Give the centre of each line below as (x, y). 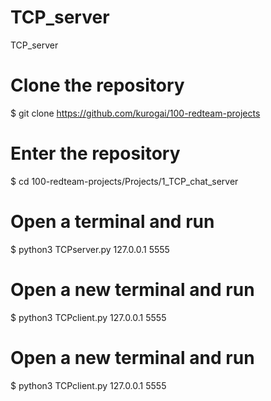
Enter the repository (95, 153)
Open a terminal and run (112, 222)
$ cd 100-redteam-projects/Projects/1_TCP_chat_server (124, 181)
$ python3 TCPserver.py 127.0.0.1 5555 (90, 249)
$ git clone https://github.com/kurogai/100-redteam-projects (135, 113)
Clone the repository (97, 85)
